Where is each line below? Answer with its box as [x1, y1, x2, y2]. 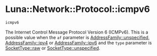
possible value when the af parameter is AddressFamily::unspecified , [5, 34, 150, 40]
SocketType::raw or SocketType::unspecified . [5, 45, 100, 51]
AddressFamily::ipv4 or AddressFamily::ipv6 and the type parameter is [5, 39, 152, 45]
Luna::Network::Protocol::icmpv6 [5, 3, 150, 15]
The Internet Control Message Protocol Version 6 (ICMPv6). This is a [5, 29, 148, 35]
